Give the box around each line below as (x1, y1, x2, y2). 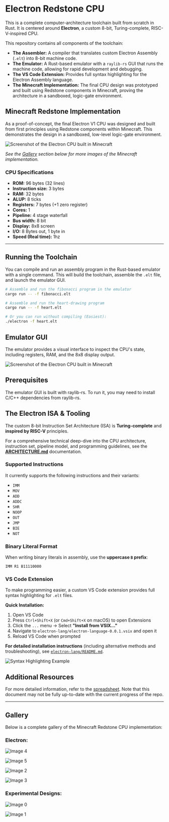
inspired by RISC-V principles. (5, 428, 69, 434)
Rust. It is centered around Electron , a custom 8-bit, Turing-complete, (5, 25, 150, 31)
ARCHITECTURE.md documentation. (5, 449, 82, 455)
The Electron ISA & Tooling (5, 409, 91, 418)
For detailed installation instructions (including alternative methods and (5, 643, 156, 649)
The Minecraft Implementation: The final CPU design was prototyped (12, 82, 158, 88)
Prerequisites (5, 376, 48, 385)
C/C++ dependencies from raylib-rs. (5, 395, 81, 401)
